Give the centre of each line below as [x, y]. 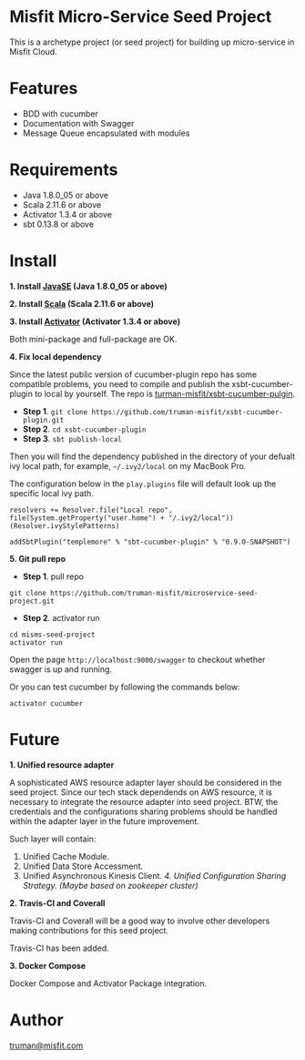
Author [36, 1019]
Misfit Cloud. [33, 51]
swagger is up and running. [61, 669]
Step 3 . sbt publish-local [72, 438]
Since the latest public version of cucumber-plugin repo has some [133, 374]
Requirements [64, 170]
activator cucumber [46, 703]
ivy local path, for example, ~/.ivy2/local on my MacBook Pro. [128, 465]
